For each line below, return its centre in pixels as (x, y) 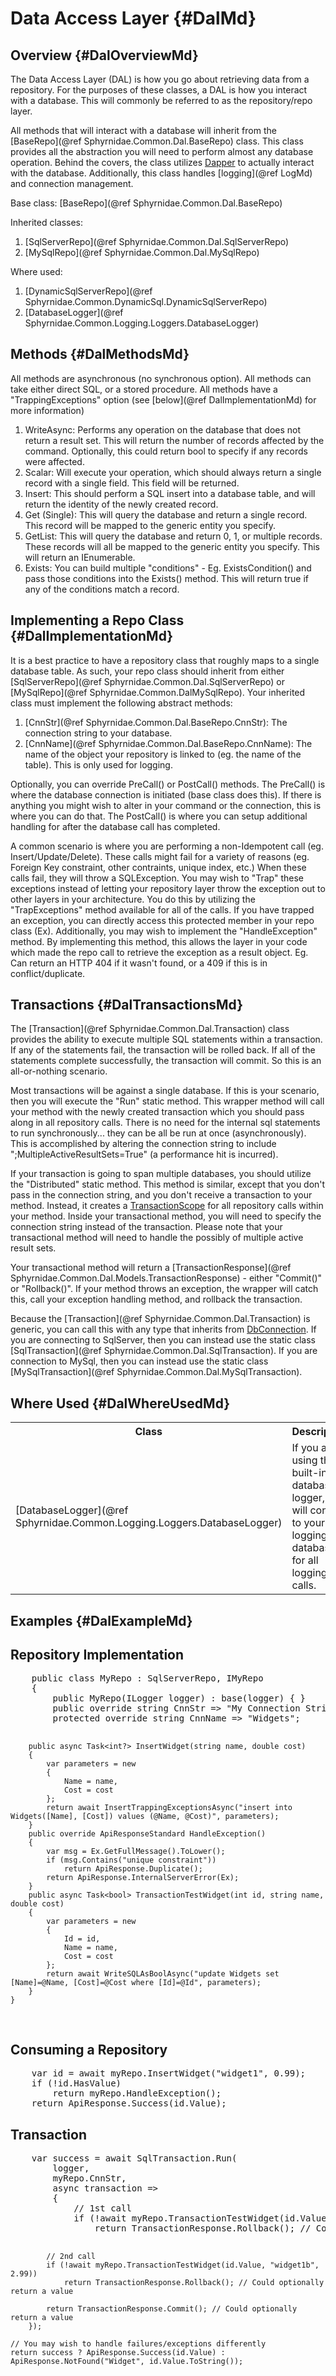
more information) (47, 410)
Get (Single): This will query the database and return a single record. (166, 514)
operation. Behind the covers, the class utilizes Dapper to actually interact (162, 162)
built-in (309, 1473)
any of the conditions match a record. (102, 589)
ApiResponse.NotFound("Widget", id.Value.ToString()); (127, 2362)
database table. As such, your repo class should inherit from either (147, 671)
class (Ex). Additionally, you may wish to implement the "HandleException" (164, 931)
